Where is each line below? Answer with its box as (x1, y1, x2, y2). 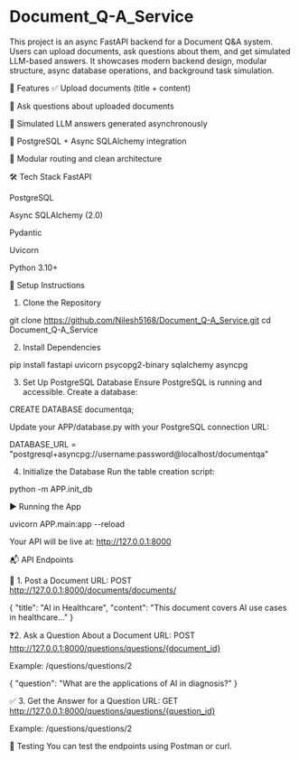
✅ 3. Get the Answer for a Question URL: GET (9, 695, 179, 706)
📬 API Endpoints (9, 554, 74, 565)
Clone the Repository (22, 296, 102, 308)
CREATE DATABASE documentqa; (9, 404, 135, 415)
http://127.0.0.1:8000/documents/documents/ (9, 585, 177, 596)
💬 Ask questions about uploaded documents (9, 100, 174, 111)
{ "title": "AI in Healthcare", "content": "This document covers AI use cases (9, 602, 287, 613)
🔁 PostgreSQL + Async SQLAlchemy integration (9, 136, 187, 146)
